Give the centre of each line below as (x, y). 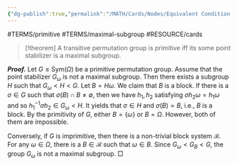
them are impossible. (38, 122)
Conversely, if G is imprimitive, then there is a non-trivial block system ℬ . (114, 136)
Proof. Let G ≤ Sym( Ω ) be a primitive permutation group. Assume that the (115, 69)
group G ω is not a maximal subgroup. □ (65, 155)
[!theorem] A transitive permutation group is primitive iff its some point (128, 47)
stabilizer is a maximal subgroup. (73, 55)
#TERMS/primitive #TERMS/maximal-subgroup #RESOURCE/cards (105, 34)
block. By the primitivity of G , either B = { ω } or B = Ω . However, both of (112, 115)
